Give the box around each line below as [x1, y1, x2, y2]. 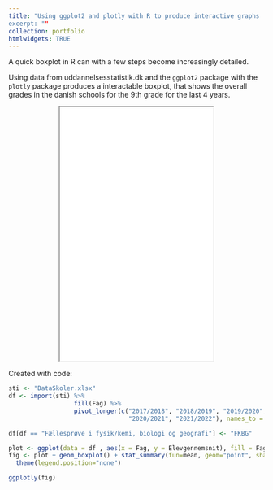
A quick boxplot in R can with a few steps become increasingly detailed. [8, 57, 249, 67]
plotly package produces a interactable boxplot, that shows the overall [8, 81, 248, 91]
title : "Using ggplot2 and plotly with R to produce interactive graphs [8, 11, 260, 20]
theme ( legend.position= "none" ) [15, 459, 122, 467]
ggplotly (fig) [8, 474, 57, 482]
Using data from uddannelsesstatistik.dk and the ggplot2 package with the [8, 72, 258, 82]
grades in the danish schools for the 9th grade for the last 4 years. [8, 90, 231, 100]
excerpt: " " [8, 20, 49, 28]
